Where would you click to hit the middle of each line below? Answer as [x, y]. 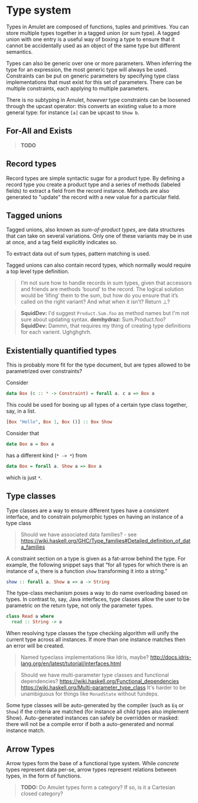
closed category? [42, 794]
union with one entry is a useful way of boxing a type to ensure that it [90, 39]
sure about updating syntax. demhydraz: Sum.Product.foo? [93, 319]
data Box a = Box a [30, 444]
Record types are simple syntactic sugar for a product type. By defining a [95, 178]
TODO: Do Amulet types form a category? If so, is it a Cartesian [98, 787]
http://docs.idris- [171, 658]
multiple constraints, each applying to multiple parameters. [78, 88]
